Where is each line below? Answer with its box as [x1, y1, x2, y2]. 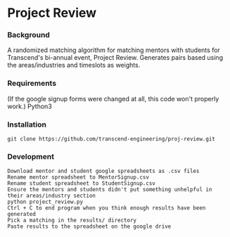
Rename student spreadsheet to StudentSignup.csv [7, 180, 156, 187]
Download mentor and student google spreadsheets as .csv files [7, 167, 200, 175]
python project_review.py [7, 198, 83, 205]
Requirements [7, 79, 57, 89]
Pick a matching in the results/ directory [7, 217, 137, 224]
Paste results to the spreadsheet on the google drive [7, 223, 172, 230]
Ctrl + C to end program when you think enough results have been [7, 205, 206, 212]
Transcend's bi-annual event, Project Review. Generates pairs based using [7, 53, 224, 62]
